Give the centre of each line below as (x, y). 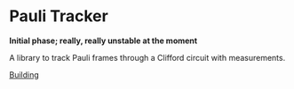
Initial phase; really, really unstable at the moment (103, 41)
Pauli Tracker (59, 16)
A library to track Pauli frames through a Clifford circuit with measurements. (147, 57)
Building (24, 74)
